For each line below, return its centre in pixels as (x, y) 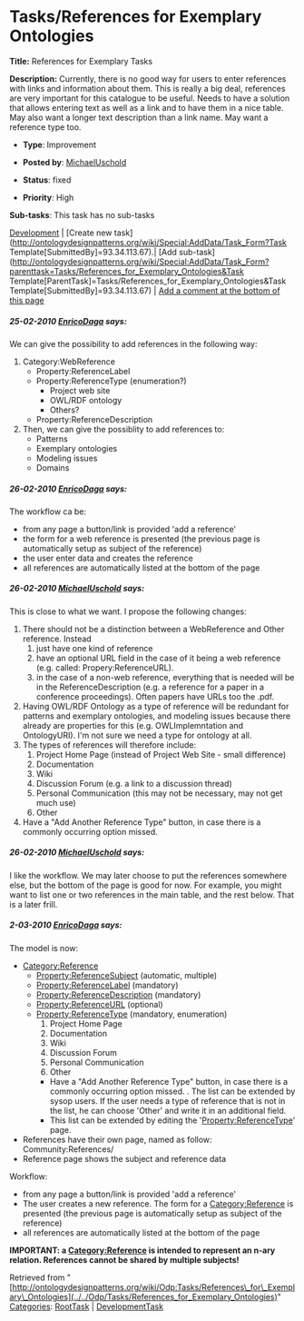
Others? (64, 410)
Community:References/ (68, 1149)
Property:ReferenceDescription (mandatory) (118, 994)
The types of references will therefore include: (109, 745)
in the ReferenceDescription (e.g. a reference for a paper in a (150, 687)
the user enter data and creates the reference (108, 558)
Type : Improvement (59, 144)
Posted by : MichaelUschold (74, 162)
